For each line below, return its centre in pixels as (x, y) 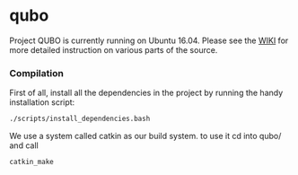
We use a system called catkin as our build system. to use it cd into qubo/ (145, 136)
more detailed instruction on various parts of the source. (114, 49)
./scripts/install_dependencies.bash (80, 119)
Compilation (37, 73)
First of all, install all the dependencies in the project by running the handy (146, 93)
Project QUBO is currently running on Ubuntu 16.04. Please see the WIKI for (149, 40)
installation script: (42, 102)
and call (24, 145)
